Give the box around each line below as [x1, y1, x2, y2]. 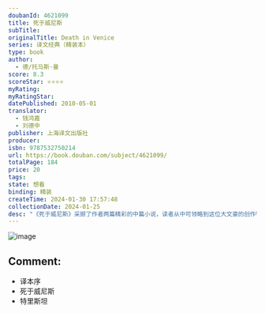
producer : [8, 136, 41, 145]
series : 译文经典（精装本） [8, 41, 90, 49]
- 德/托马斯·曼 [15, 63, 59, 71]
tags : [8, 173, 26, 182]
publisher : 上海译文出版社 [8, 129, 89, 137]
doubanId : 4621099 [8, 11, 69, 20]
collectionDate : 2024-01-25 [8, 202, 101, 210]
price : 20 [8, 166, 41, 174]
